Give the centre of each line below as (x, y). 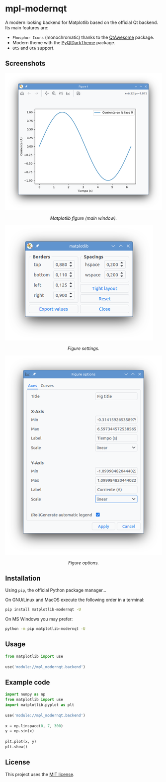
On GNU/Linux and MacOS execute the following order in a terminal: (75, 600)
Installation (23, 578)
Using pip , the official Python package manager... (56, 590)
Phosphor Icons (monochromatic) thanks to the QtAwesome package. (83, 37)
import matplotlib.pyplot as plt (40, 705)
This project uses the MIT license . (40, 774)
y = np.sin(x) (20, 731)
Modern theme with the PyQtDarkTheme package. (64, 42)
